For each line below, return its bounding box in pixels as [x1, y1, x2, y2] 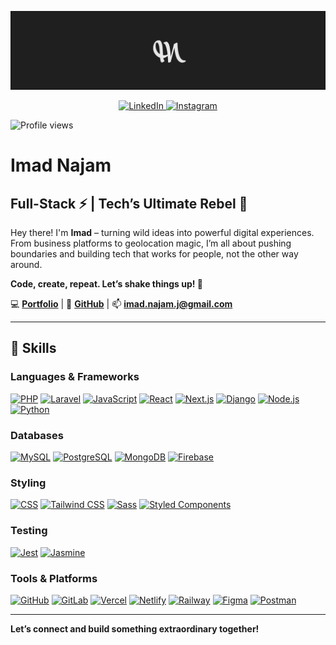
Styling [10, 476, 47, 490]
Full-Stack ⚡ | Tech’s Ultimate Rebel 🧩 [10, 195, 248, 212]
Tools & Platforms [10, 571, 98, 585]
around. [10, 259, 43, 270]
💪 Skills [10, 340, 57, 357]
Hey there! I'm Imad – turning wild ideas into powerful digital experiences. [10, 227, 315, 238]
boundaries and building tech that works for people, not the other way [10, 248, 299, 260]
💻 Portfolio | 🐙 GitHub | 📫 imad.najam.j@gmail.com [10, 298, 233, 310]
